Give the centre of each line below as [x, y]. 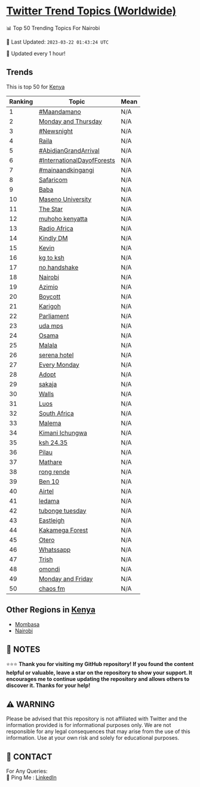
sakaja [48, 384]
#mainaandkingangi [66, 170]
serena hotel [56, 355]
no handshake [59, 267]
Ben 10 [49, 482]
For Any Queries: [27, 771]
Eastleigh [52, 520]
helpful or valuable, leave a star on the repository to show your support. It [99, 673]
